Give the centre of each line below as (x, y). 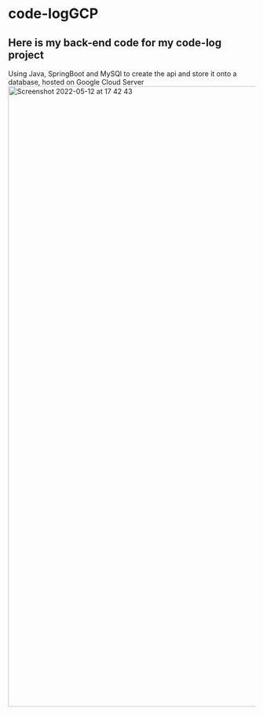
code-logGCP (53, 14)
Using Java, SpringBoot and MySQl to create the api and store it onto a (122, 74)
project (26, 55)
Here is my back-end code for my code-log (115, 43)
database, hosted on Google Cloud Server (76, 82)
